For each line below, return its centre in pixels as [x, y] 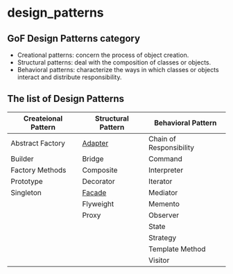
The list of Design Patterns [66, 99]
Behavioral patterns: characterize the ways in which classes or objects [118, 70]
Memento [164, 204]
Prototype [27, 181]
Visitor [159, 260]
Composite [100, 170]
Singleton [26, 192]
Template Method [177, 249]
